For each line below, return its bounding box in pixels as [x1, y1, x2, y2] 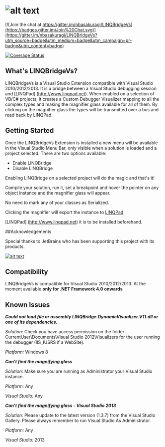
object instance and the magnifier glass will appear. [5, 190, 111, 196]
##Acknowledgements [5, 228, 52, 234]
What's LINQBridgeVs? [5, 67, 78, 75]
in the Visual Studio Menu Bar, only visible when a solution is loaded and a [5, 145, 157, 151]
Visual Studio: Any [5, 393, 43, 399]
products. [5, 243, 25, 249]
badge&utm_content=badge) [5, 42, 64, 48]
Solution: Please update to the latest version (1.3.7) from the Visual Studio [5, 412, 156, 419]
